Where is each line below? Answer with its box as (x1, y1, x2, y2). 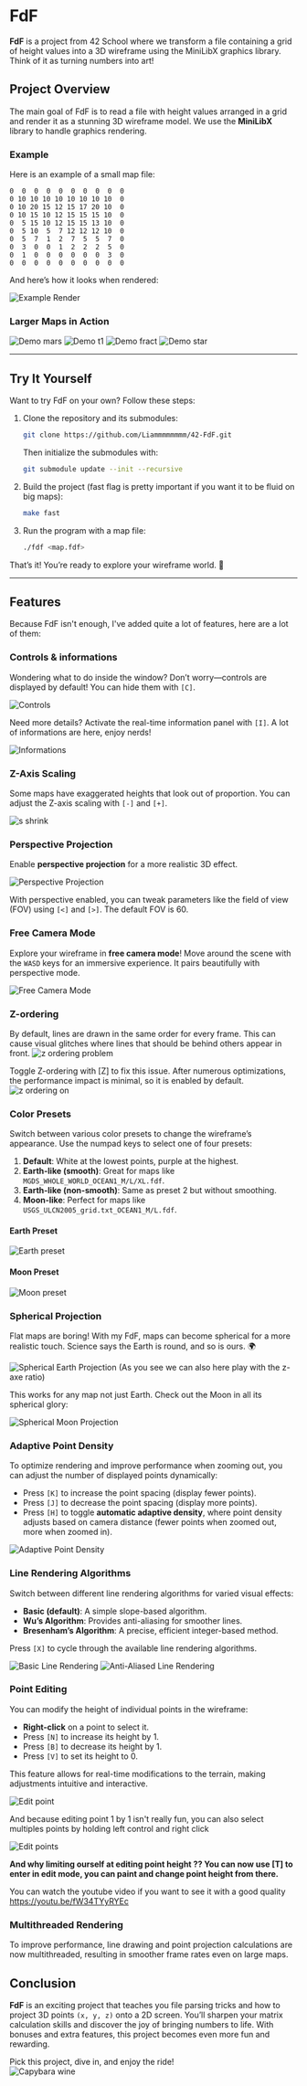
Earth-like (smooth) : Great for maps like (22, 1166, 175, 1177)
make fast (22, 508, 61, 517)
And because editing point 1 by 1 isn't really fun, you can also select (9, 1813, 264, 1824)
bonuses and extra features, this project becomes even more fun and (9, 2028, 270, 2039)
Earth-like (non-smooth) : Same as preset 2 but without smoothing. (22, 1185, 277, 1196)
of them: (9, 628, 41, 640)
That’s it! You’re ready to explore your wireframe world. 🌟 (9, 559, 225, 570)
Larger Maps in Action (9, 314, 110, 327)
